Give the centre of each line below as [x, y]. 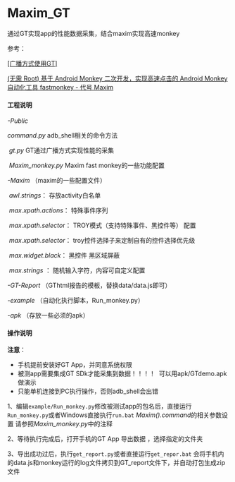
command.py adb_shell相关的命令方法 [63, 135]
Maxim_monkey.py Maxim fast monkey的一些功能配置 [87, 165]
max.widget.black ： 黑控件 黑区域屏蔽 [64, 255]
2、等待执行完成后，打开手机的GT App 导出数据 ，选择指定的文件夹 [105, 439]
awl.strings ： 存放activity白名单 [55, 195]
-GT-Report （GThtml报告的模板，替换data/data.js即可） [89, 285]
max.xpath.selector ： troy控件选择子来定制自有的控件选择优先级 [102, 241]
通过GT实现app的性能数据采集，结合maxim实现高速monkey [94, 33]
